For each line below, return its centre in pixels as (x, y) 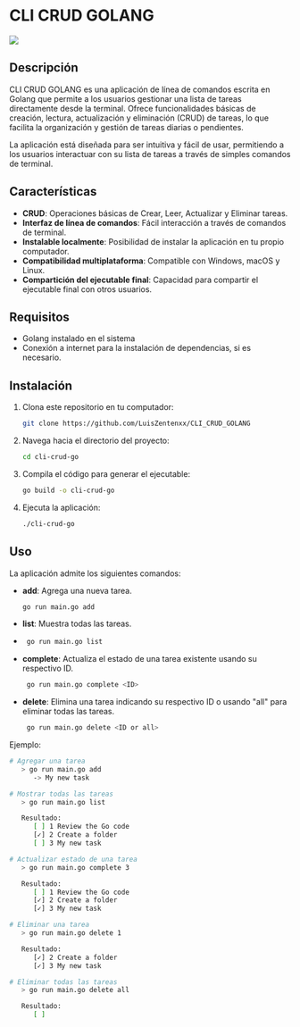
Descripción (44, 68)
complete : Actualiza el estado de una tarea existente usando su (139, 659)
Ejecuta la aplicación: (61, 507)
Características (53, 192)
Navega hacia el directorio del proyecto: (96, 441)
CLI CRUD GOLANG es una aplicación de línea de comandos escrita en (140, 89)
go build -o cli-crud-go (68, 490)
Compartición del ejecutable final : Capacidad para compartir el (140, 280)
